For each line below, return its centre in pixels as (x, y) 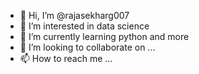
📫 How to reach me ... (66, 58)
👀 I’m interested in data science (84, 26)
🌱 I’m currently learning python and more (104, 36)
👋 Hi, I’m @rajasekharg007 (74, 15)
